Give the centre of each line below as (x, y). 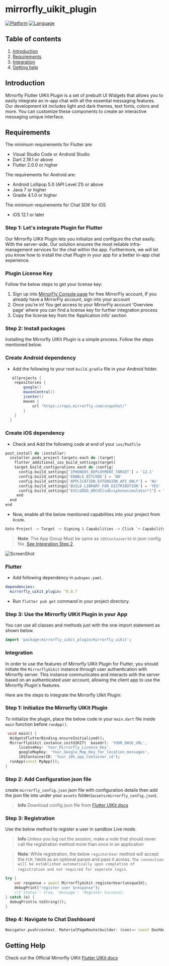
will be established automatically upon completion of (76, 864)
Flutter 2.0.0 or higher (35, 165)
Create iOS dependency (35, 433)
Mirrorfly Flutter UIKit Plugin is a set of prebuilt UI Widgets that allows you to (84, 95)
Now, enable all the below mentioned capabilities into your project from (86, 514)
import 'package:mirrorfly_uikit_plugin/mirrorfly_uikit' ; (68, 640)
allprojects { (27, 378)
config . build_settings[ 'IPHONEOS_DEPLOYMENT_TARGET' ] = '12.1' (86, 472)
